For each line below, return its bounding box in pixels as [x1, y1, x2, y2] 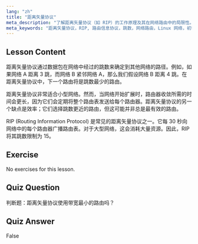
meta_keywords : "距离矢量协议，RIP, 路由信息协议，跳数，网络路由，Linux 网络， [6, 25, 187, 31]
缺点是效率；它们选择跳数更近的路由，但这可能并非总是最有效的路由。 [11, 105, 181, 113]
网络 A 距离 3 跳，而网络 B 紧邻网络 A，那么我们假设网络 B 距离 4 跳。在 [11, 71, 187, 78]
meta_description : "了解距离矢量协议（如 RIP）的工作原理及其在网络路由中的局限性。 [6, 19, 194, 25]
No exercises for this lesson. [6, 166, 75, 173]
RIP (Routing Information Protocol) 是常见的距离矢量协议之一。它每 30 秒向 [6, 118, 187, 125]
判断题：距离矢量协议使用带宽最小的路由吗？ [6, 199, 115, 206]
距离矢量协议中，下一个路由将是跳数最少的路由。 [6, 78, 125, 85]
